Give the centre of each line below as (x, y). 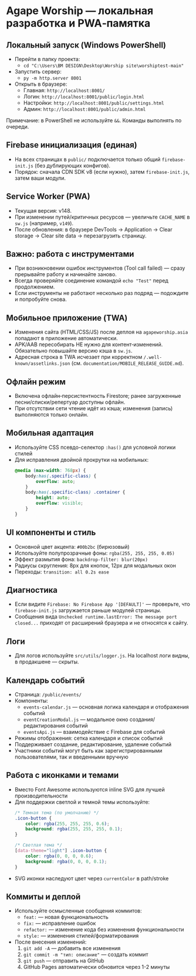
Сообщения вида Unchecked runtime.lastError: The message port (96, 617)
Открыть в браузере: (41, 84)
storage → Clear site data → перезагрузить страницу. (80, 236)
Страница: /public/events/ (48, 694)
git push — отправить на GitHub (64, 961)
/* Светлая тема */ (38, 845)
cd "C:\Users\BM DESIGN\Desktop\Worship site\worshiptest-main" (104, 66)
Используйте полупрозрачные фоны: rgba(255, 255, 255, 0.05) (94, 553)
